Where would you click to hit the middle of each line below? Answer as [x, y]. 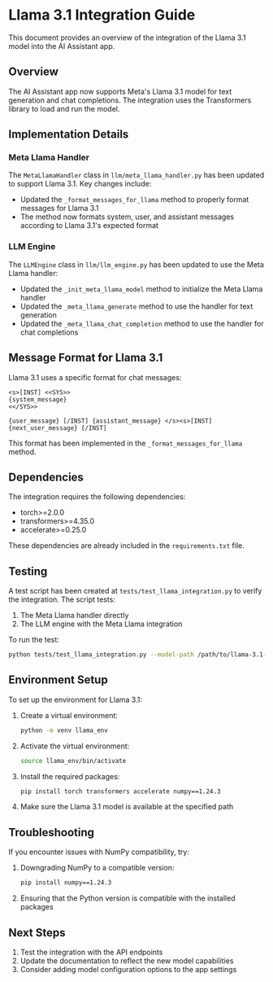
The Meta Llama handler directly [74, 616]
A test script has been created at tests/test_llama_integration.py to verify [135, 591]
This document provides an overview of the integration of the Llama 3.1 [127, 37]
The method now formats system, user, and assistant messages [127, 217]
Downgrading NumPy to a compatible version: [97, 868]
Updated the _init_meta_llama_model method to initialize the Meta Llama [141, 289]
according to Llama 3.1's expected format [89, 226]
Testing [28, 571]
